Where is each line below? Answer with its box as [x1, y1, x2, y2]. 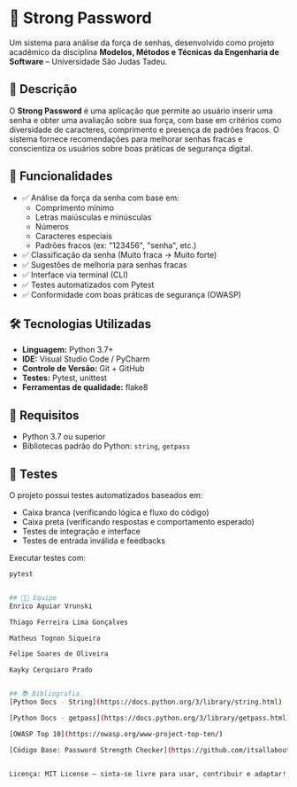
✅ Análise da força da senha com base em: [21, 192, 179, 203]
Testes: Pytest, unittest [21, 372, 108, 384]
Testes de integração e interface [21, 526, 141, 536]
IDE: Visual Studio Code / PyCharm [21, 354, 150, 364]
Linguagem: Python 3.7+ [21, 345, 114, 355]
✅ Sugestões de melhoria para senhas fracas [21, 259, 187, 269]
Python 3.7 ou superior [21, 432, 106, 442]
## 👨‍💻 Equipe [9, 593, 57, 602]
